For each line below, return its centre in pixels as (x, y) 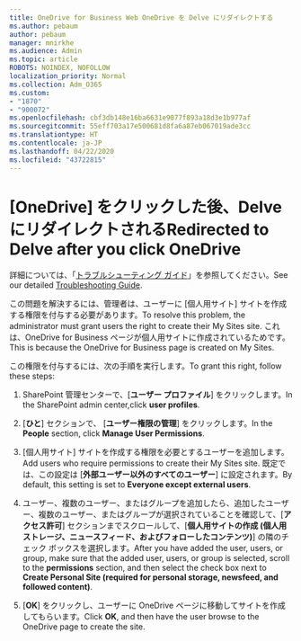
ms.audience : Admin (46, 51)
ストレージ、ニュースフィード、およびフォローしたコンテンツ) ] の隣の (151, 537)
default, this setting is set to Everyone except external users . (137, 485)
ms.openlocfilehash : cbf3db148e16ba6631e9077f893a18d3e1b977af (130, 118)
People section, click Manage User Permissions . (113, 433)
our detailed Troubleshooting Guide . (76, 285)
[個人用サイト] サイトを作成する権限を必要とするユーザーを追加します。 (155, 452)
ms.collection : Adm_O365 (56, 85)
